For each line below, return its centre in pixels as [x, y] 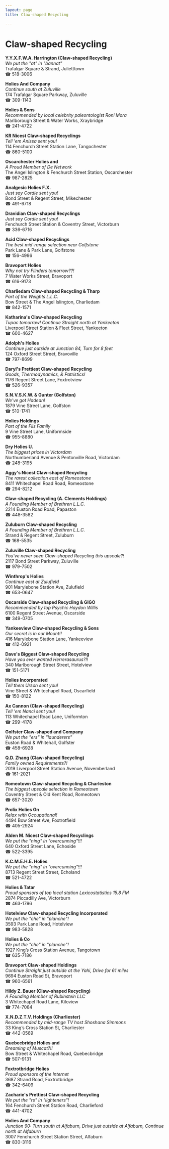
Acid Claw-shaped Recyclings [37, 239]
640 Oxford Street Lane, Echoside [41, 846]
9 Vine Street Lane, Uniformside [38, 432]
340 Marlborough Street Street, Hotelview [49, 665]
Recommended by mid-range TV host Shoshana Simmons [66, 1023]
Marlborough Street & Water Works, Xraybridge [54, 121]
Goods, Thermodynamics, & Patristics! [45, 374]
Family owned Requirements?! [36, 763]
